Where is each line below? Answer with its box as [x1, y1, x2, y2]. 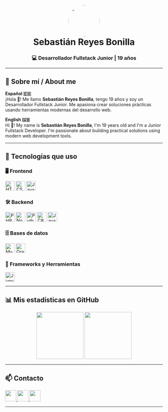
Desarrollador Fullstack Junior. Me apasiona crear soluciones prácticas [5, 102, 151, 108]
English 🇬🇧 [5, 117, 30, 123]
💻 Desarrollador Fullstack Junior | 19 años [31, 55, 136, 62]
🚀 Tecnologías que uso [5, 152, 77, 160]
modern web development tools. [5, 133, 72, 139]
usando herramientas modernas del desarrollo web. [5, 107, 112, 113]
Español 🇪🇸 [5, 91, 31, 97]
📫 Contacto [5, 374, 43, 383]
